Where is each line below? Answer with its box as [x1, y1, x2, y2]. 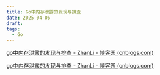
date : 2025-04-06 [6, 15, 51, 21]
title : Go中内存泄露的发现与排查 [6, 9, 81, 15]
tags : [6, 26, 20, 32]
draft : [6, 20, 23, 26]
